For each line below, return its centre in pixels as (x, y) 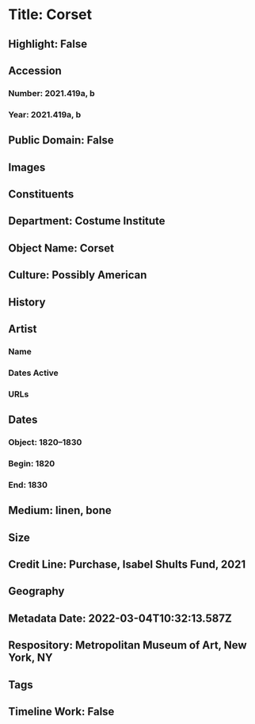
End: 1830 (28, 485)
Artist (23, 329)
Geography (36, 591)
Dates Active (34, 373)
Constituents (41, 194)
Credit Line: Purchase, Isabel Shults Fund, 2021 (127, 565)
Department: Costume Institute (87, 221)
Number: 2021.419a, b (51, 93)
